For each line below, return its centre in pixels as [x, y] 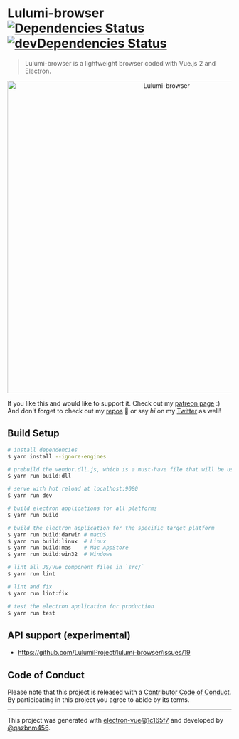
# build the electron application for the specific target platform [111, 528]
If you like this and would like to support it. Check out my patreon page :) [114, 403]
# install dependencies [43, 450]
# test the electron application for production [81, 606]
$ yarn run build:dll [39, 476]
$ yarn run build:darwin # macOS [57, 534]
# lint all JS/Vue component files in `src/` [76, 568]
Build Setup [33, 433]
